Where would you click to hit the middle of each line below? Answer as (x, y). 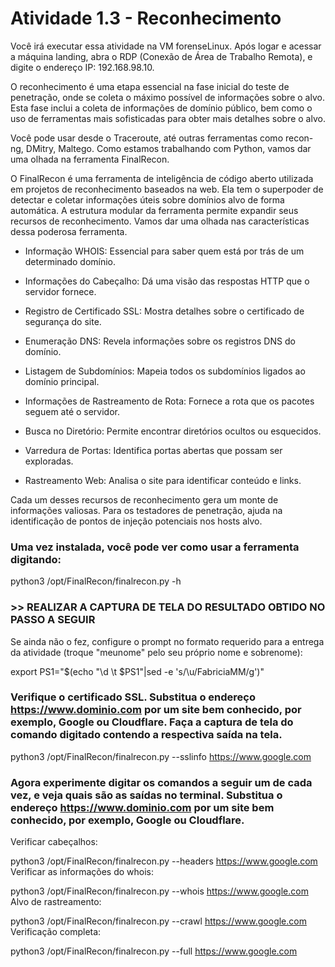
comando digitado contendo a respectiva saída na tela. (146, 735)
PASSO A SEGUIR (53, 620)
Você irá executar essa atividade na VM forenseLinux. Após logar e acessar (166, 46)
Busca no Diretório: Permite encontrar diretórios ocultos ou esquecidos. (173, 431)
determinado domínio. (70, 261)
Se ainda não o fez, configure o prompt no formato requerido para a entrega (167, 641)
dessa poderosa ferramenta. (69, 231)
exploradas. (49, 461)
